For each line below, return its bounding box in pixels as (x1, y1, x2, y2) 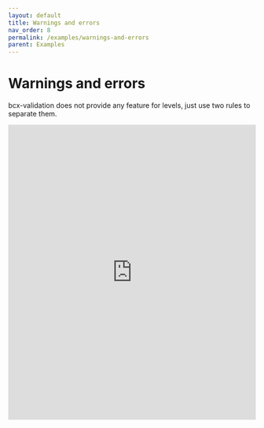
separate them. (8, 109, 57, 119)
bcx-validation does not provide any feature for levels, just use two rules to (8, 101, 251, 110)
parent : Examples (8, 41, 65, 49)
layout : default (8, 11, 61, 20)
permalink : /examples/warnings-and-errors (8, 33, 149, 42)
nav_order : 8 (8, 26, 51, 34)
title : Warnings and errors (8, 19, 101, 27)
